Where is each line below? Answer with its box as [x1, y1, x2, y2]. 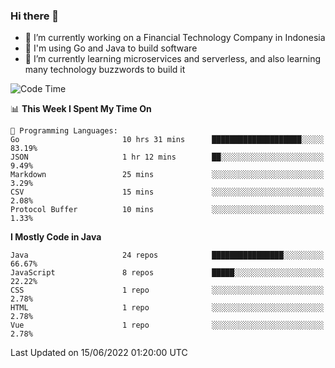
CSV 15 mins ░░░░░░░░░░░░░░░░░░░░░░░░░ [10, 187, 325, 198]
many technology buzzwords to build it [24, 64, 186, 76]
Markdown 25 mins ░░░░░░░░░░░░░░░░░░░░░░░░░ [10, 170, 325, 180]
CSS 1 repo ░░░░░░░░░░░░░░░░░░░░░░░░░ [10, 285, 325, 296]
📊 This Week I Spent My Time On [10, 103, 152, 115]
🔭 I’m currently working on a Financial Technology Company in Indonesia [24, 32, 326, 44]
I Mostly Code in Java [10, 231, 102, 243]
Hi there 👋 [10, 9, 60, 23]
